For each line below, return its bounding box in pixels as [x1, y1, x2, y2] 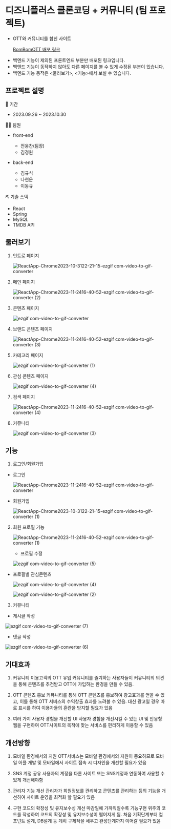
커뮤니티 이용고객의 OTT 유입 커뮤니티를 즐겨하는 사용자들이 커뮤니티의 [12, 675, 155, 681]
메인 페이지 [12, 279, 35, 285]
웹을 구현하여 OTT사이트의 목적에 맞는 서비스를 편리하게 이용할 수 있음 [12, 722, 154, 728]
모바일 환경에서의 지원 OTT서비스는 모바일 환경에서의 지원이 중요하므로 [12, 753, 155, 759]
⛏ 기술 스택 [5, 193, 29, 200]
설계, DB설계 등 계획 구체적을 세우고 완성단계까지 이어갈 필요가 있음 [26, 818, 161, 824]
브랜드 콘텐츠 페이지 [12, 326, 53, 332]
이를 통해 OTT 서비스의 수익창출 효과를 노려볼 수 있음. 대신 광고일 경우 [19, 698, 160, 704]
